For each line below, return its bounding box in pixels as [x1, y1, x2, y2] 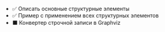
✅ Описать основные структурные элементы [11, 5, 130, 12]
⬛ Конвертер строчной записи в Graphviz [11, 19, 121, 26]
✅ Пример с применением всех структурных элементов [11, 12, 159, 19]
